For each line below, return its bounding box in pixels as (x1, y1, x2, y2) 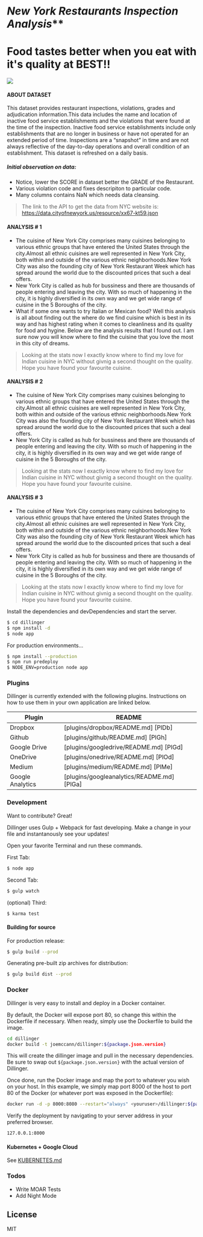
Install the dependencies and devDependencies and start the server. (7, 607, 177, 615)
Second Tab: (7, 876, 39, 883)
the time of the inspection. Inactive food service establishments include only (7, 124, 196, 131)
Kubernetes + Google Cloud (7, 1143, 78, 1151)
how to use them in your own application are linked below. (7, 699, 151, 706)
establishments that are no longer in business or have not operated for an (7, 130, 189, 137)
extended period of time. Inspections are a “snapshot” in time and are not (7, 137, 189, 144)
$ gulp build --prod (7, 949, 59, 955)
